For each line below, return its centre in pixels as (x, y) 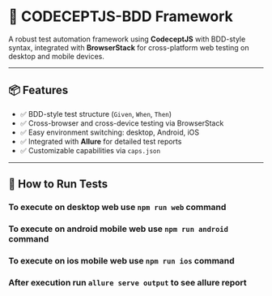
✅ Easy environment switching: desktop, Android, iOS (110, 132)
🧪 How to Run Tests (58, 184)
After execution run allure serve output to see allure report (127, 282)
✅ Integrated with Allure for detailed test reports (101, 141)
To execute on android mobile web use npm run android (119, 229)
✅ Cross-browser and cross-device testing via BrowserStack (122, 123)
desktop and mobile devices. (57, 56)
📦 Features (38, 90)
